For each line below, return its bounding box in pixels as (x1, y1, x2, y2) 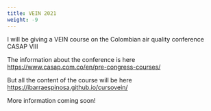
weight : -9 (7, 16, 38, 23)
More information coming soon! (7, 96, 96, 104)
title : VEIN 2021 (7, 10, 57, 17)
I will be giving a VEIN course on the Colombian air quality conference (7, 35, 204, 43)
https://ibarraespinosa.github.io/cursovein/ (7, 83, 128, 91)
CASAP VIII (7, 42, 39, 50)
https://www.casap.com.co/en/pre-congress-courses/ (7, 63, 161, 71)
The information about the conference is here (7, 55, 136, 63)
